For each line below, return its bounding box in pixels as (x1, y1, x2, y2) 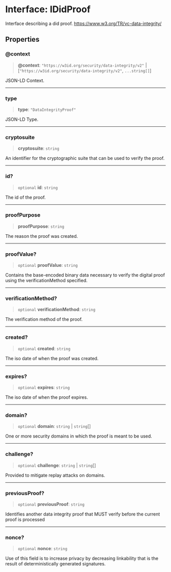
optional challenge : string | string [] (17, 462, 96, 468)
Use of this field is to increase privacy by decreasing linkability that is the (5, 555, 159, 561)
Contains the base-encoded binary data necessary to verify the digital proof (5, 272, 165, 278)
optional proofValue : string (17, 262, 78, 268)
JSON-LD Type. (5, 116, 39, 122)
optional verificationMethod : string (17, 307, 96, 313)
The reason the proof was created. (5, 233, 78, 239)
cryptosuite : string (17, 145, 60, 151)
